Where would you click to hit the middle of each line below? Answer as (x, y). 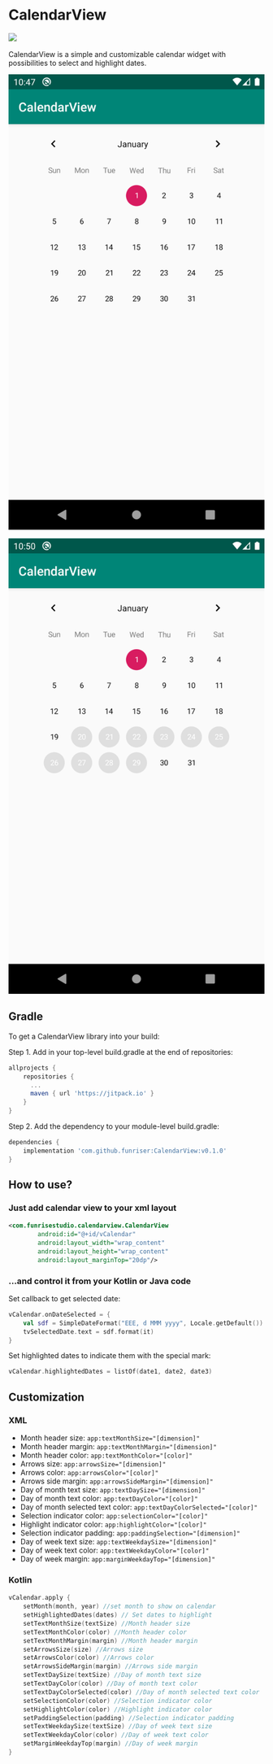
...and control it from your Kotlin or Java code (100, 1281)
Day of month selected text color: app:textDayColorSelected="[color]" (139, 1507)
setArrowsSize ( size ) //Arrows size (83, 1649)
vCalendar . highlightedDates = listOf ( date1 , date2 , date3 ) (110, 1372)
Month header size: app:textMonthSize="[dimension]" (110, 1438)
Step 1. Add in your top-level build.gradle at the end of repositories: (121, 1052)
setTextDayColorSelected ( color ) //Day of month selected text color (141, 1692)
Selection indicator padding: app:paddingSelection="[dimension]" (130, 1533)
